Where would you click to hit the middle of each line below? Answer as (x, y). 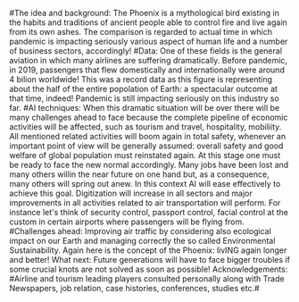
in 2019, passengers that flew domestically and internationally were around (147, 70)
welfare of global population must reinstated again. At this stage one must (145, 155)
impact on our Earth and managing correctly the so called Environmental (142, 241)
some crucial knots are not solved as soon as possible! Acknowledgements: (149, 269)
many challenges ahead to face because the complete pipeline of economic (149, 117)
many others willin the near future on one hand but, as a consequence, (139, 174)
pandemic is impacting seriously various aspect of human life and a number (149, 41)
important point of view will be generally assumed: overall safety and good (146, 146)
